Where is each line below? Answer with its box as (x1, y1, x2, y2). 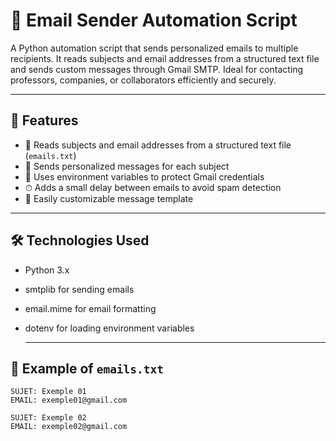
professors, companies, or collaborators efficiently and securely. (10, 74, 277, 86)
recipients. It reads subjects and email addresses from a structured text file (10, 52, 320, 64)
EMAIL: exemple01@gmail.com (10, 395, 128, 406)
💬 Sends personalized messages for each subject (24, 160, 230, 172)
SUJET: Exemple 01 (10, 387, 87, 397)
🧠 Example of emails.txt (10, 360, 165, 377)
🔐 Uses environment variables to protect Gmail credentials (24, 170, 265, 183)
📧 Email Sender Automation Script (10, 9, 298, 32)
